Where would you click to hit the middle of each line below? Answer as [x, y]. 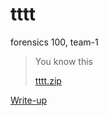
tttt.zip [48, 80]
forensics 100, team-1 [54, 42]
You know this [63, 61]
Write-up [29, 100]
